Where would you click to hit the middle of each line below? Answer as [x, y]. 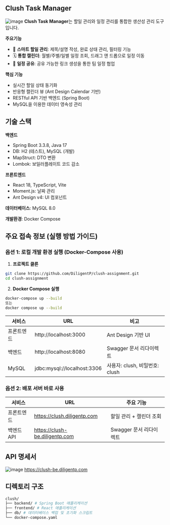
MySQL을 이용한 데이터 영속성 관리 [47, 104]
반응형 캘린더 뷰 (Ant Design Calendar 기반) [57, 91]
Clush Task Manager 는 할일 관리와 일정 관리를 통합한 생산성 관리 [90, 21]
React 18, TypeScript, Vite [39, 184]
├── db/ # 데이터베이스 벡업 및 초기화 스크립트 [49, 513]
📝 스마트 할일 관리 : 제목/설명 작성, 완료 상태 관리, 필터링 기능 [72, 49]
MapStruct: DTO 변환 [34, 158]
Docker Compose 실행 [36, 289]
